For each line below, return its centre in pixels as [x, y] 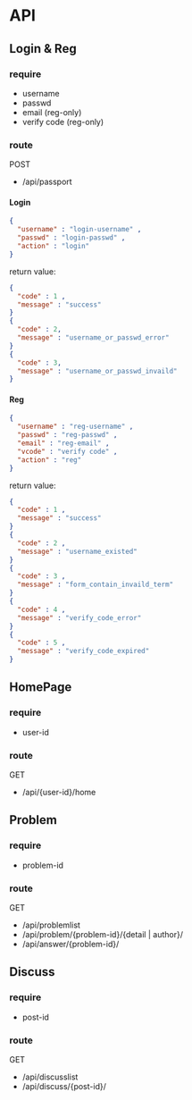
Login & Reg [43, 49]
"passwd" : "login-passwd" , [71, 238]
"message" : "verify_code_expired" [83, 651]
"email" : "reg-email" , [63, 443]
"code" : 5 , [42, 643]
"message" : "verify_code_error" [79, 617]
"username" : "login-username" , [79, 230]
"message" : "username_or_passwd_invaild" [97, 371]
